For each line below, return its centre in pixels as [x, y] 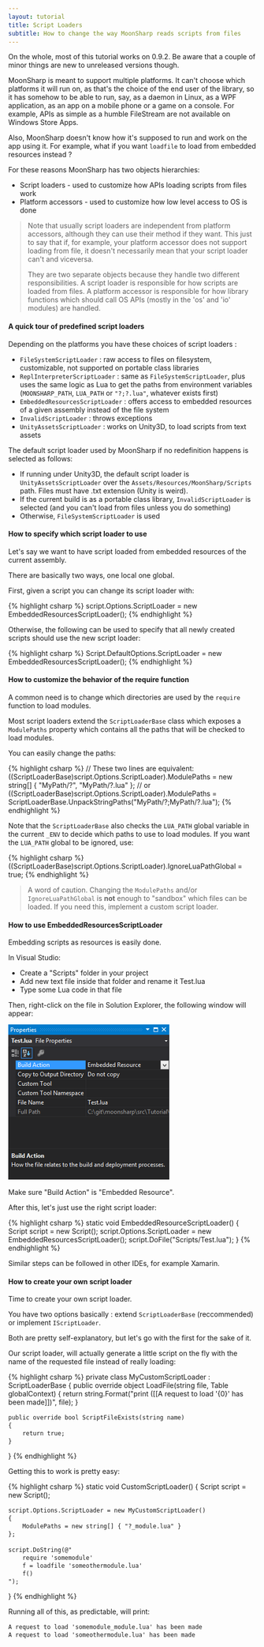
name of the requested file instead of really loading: [92, 1362]
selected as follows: [41, 458]
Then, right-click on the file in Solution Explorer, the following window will [127, 1005]
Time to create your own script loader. [70, 1299]
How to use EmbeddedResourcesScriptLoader [86, 925]
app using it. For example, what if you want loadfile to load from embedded [132, 146]
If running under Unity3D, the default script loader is [104, 473]
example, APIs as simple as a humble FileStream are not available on [119, 114]
